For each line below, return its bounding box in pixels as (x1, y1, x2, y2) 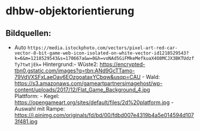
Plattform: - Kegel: (14, 93, 60, 99)
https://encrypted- (99, 61, 146, 68)
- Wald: (142, 74, 160, 80)
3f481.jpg (14, 118, 38, 125)
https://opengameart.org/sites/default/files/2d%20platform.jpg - (14, 99, 174, 106)
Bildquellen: (5, 28, 51, 38)
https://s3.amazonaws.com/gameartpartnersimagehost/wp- (14, 80, 163, 87)
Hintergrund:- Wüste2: (43, 61, 99, 68)
